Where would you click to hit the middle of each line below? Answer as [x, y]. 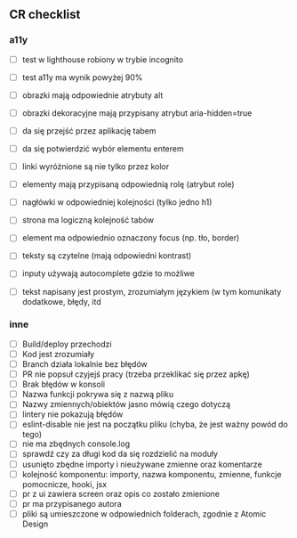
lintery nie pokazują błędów [72, 414]
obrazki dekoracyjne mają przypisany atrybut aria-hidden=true [137, 113]
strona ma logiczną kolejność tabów [88, 220]
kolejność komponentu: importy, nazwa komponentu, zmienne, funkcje [152, 474]
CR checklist [45, 15]
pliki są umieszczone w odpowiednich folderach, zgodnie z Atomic [144, 514]
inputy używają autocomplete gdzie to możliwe [108, 273]
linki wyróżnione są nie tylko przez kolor [96, 167]
